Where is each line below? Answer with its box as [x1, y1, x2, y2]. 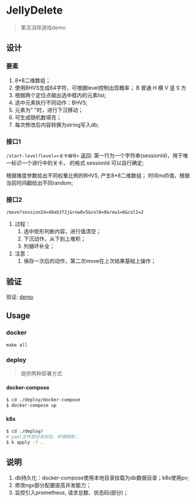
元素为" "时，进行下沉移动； [14, 106, 84, 113]
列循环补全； [23, 243, 55, 250]
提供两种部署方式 [20, 370, 63, 377]
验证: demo [6, 294, 34, 301]
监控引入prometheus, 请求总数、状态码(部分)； [14, 489, 129, 496]
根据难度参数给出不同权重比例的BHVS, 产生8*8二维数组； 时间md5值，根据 [6, 172, 190, 179]
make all [6, 342, 28, 348]
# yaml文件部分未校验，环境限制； [6, 434, 80, 440]
